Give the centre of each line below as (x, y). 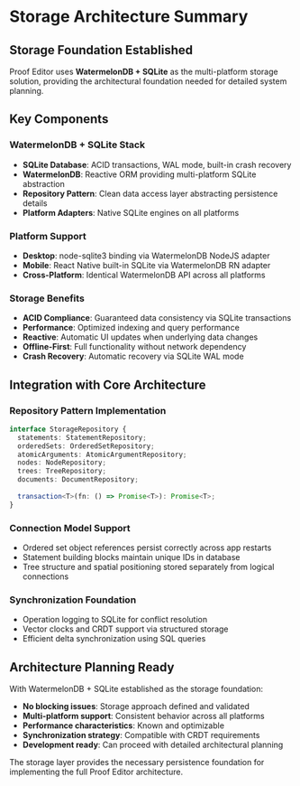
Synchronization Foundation (73, 600)
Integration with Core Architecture (108, 384)
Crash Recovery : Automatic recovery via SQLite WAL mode (133, 356)
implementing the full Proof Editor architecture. (96, 772)
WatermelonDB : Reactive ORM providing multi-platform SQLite (139, 174)
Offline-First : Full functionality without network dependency (134, 347)
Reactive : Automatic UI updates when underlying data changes (140, 337)
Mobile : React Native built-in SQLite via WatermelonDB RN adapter (146, 265)
